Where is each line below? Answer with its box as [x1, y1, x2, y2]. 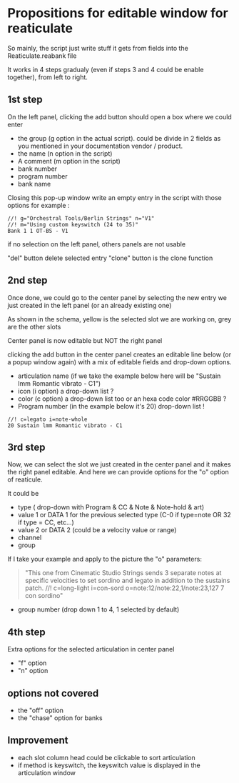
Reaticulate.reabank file [7, 51, 77, 60]
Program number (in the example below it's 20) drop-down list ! [17, 402, 205, 410]
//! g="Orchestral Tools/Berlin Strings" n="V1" [7, 214, 155, 222]
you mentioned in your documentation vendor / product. [17, 141, 183, 150]
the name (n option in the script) [17, 149, 113, 158]
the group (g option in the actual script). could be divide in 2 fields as [17, 134, 221, 142]
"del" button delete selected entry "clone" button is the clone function [7, 254, 213, 262]
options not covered [7, 687, 99, 699]
